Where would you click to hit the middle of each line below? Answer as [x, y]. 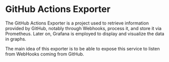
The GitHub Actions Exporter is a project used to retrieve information [77, 23]
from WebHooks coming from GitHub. [45, 54]
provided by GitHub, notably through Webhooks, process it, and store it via [83, 28]
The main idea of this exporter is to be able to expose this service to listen [82, 48]
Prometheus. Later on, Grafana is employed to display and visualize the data [85, 33]
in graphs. [16, 39]
